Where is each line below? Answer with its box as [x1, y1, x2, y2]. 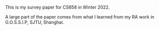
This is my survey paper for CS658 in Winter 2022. [5, 4, 110, 10]
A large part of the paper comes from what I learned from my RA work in [5, 14, 154, 19]
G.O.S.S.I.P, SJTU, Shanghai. [5, 19, 64, 25]
